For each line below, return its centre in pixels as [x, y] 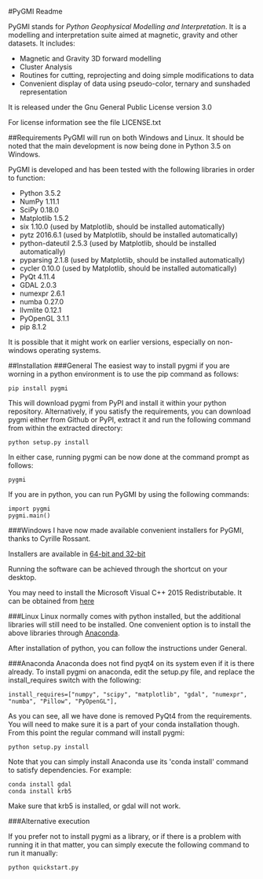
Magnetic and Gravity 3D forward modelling [90, 59]
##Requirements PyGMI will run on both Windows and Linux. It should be [126, 138]
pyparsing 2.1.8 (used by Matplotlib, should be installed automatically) [132, 260]
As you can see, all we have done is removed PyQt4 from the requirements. [130, 716]
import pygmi [29, 509]
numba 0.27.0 [42, 302]
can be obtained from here [51, 601]
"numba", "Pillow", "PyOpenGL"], [63, 701]
